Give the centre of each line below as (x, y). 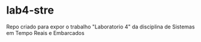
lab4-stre (30, 10)
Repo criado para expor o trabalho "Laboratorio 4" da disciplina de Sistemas (100, 27)
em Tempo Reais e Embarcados (46, 33)
